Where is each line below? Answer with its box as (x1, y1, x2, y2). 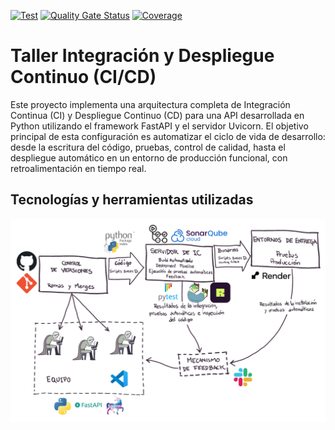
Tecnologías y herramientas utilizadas (10, 191, 254, 209)
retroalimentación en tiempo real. (10, 162, 147, 174)
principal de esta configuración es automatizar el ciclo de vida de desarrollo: (10, 130, 326, 142)
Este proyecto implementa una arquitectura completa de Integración (10, 98, 291, 110)
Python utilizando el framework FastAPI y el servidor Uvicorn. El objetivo (10, 120, 309, 132)
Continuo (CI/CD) (10, 66, 157, 89)
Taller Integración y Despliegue (10, 45, 275, 67)
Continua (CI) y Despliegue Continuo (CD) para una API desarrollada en (10, 109, 305, 121)
